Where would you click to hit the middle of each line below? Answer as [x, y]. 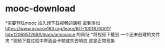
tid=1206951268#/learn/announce [40, 34]
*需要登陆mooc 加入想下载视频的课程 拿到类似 [53, 23]
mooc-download [40, 9]
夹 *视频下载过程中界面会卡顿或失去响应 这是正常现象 [60, 41]
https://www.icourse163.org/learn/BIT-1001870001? [58, 28]
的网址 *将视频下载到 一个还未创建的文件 [118, 34]
